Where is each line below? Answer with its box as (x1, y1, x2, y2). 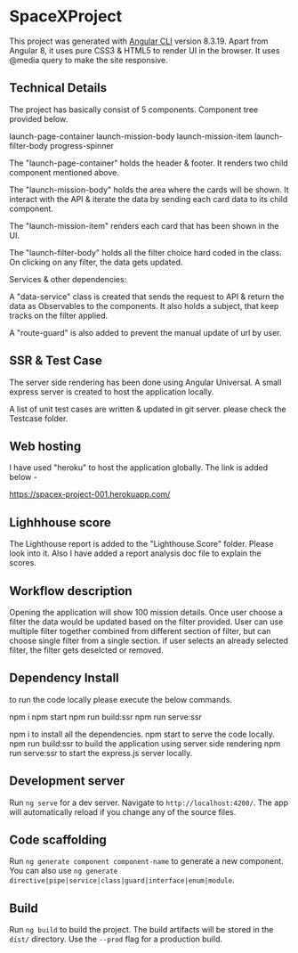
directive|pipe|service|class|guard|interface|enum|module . (9, 875, 235, 885)
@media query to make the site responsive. (9, 54, 169, 65)
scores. (9, 558, 37, 568)
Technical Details (9, 80, 108, 95)
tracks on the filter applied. (9, 310, 109, 321)
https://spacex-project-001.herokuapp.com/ (9, 489, 171, 500)
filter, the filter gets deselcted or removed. (9, 645, 164, 656)
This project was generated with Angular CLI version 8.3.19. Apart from (9, 36, 269, 46)
